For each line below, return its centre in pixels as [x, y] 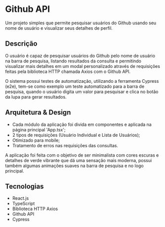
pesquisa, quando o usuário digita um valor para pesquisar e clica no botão [82, 91]
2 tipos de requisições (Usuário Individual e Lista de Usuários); [76, 135]
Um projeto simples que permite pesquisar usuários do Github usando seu [81, 23]
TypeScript [23, 204]
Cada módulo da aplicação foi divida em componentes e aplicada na [82, 124]
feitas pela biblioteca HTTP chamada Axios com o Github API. [68, 71]
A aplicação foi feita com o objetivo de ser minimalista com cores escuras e [82, 155]
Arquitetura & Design [38, 113]
